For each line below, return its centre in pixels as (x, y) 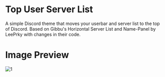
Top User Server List (49, 9)
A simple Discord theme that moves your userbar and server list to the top (82, 23)
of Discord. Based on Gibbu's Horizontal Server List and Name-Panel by (80, 29)
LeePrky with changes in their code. (43, 34)
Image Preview (37, 55)
